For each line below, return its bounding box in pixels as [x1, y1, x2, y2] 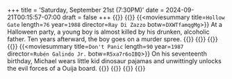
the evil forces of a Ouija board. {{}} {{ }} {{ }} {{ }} [7, 65, 146, 72]
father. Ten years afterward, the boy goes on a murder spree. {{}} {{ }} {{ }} [7, 35, 218, 43]
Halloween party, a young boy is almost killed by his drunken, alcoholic [7, 27, 210, 36]
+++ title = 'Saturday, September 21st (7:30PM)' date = [7, 6, 165, 14]
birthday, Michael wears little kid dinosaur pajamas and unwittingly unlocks [7, 57, 222, 65]
